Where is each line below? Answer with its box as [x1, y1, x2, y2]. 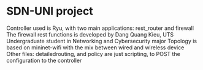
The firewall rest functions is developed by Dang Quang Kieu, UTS [6, 30, 174, 38]
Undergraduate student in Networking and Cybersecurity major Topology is [6, 37, 197, 44]
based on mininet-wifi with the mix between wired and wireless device [6, 44, 185, 51]
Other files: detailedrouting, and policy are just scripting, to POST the [6, 50, 181, 57]
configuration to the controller [6, 57, 82, 64]
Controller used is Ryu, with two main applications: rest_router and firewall [6, 24, 194, 32]
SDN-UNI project [6, 4, 93, 18]
